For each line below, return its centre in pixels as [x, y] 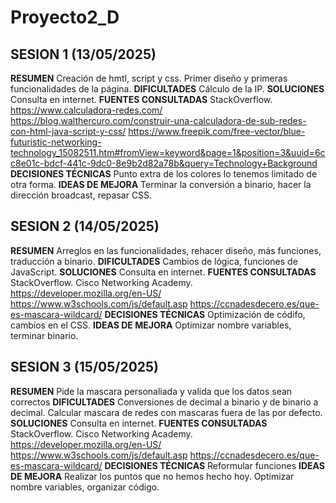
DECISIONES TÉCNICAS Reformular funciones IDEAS [214, 465]
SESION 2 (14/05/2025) [85, 226]
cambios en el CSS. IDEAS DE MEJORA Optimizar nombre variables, [151, 325]
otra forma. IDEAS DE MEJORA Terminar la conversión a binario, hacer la [161, 184]
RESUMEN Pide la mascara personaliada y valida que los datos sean [151, 391]
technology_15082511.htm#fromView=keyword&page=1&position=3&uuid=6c [168, 152]
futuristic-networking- [56, 142]
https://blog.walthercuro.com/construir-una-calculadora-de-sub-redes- [158, 120]
